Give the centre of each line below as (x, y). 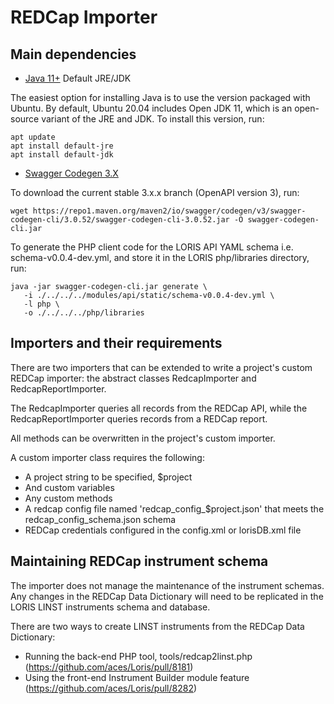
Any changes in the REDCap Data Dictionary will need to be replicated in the (167, 596)
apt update (33, 137)
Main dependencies (73, 54)
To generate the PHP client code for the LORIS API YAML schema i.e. (152, 247)
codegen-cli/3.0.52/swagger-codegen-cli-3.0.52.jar (120, 220)
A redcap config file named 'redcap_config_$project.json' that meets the (174, 508)
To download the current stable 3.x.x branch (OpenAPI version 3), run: (155, 192)
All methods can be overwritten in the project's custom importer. (143, 438)
